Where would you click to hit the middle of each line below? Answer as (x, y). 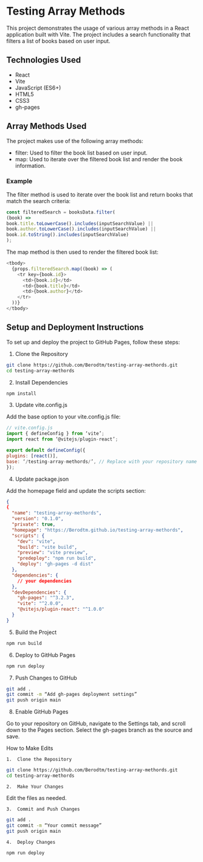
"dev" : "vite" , (36, 541)
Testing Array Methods (66, 11)
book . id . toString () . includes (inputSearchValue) (68, 235)
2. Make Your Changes (35, 787)
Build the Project (36, 632)
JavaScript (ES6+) (38, 88)
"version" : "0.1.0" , (38, 519)
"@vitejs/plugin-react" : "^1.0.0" (61, 610)
